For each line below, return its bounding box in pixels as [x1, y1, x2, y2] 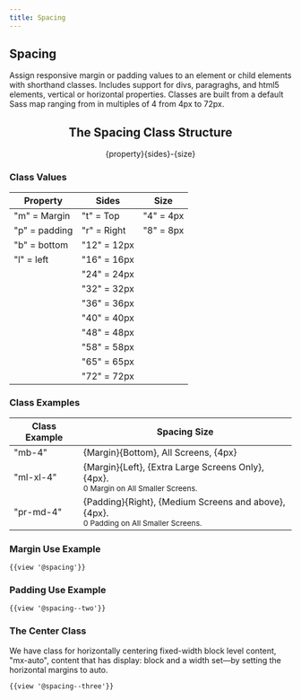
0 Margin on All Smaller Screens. [82, 483, 198, 494]
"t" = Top [82, 209, 120, 222]
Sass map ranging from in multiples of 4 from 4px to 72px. [9, 99, 225, 109]
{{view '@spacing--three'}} [9, 681, 115, 691]
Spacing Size [156, 425, 214, 438]
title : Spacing [9, 13, 66, 22]
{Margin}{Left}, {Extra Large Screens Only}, [82, 460, 264, 473]
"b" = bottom [13, 239, 69, 251]
